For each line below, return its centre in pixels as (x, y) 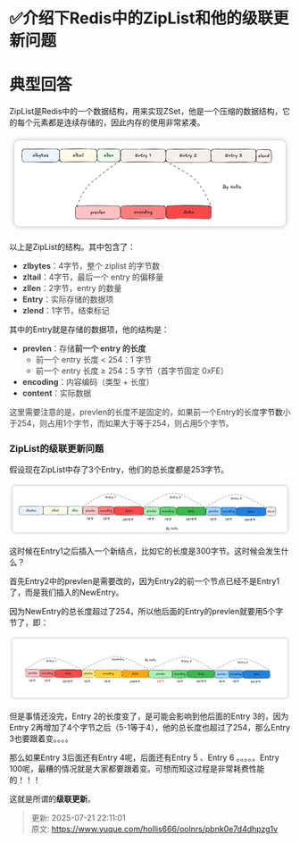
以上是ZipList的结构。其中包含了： (73, 246)
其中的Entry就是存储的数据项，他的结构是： (89, 329)
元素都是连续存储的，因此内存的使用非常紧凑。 (119, 122)
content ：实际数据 (57, 393)
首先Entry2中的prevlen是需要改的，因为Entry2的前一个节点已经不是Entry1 (144, 580)
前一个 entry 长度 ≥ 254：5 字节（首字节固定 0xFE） (132, 371)
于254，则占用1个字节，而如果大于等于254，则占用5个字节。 (121, 423)
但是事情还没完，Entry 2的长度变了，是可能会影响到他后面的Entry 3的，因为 (149, 716)
